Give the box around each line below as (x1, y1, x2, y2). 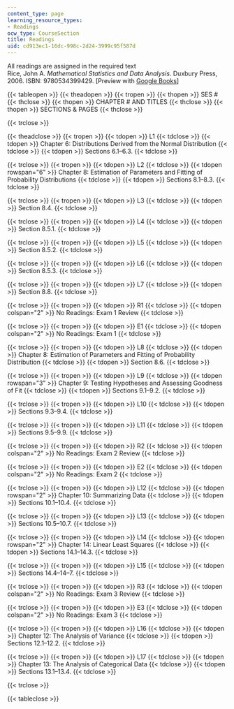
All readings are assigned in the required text (7, 62, 136, 70)
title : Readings (7, 36, 54, 43)
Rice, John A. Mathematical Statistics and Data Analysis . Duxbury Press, (7, 69, 218, 78)
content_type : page (7, 10, 64, 17)
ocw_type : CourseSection (7, 29, 80, 37)
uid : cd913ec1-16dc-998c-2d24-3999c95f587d (7, 43, 136, 50)
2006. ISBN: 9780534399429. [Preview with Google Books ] (7, 77, 180, 85)
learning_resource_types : (7, 17, 82, 24)
